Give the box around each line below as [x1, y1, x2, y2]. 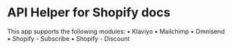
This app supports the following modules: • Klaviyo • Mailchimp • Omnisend [7, 27, 225, 35]
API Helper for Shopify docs [7, 5, 171, 20]
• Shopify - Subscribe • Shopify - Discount [7, 34, 130, 42]
